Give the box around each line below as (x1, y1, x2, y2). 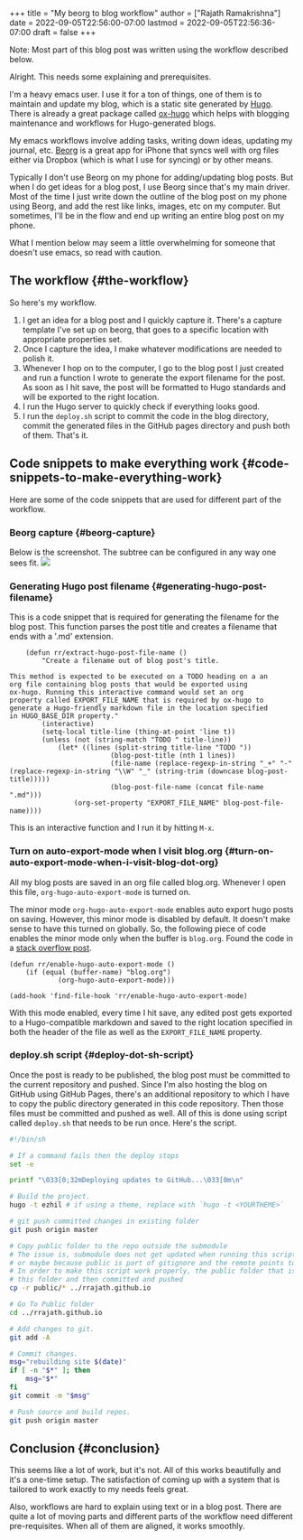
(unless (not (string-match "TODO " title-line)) (41, 735, 232, 744)
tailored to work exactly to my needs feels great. (9, 1484, 189, 1495)
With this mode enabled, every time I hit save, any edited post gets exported (9, 1007, 293, 1018)
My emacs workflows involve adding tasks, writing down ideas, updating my (9, 135, 293, 145)
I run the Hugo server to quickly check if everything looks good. (22, 401, 260, 412)
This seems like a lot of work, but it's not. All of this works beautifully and (9, 1465, 281, 1476)
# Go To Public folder (9, 1300, 95, 1309)
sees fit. (9, 557, 40, 568)
